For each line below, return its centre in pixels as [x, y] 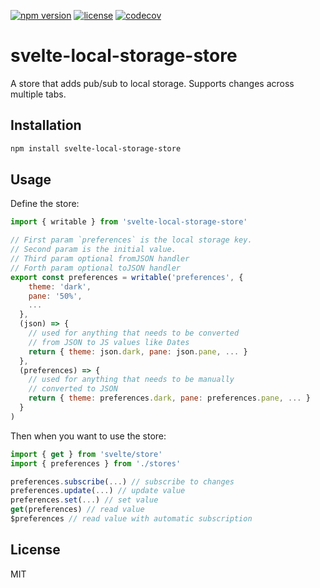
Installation [46, 125]
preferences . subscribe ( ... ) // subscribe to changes [122, 481]
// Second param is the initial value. [93, 250]
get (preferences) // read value [77, 510]
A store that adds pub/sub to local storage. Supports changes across [152, 83]
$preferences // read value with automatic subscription [131, 519]
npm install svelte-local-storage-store [96, 148]
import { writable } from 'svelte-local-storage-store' [129, 222]
